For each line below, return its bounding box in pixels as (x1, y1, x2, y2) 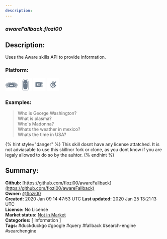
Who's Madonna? (17, 121, 54, 127)
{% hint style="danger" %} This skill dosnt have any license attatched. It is (5, 141, 160, 147)
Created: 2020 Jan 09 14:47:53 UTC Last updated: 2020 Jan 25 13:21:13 (5, 196, 157, 202)
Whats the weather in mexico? (17, 126, 80, 132)
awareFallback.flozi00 (5, 25, 62, 32)
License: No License (5, 206, 48, 212)
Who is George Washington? (17, 110, 77, 116)
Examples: (5, 98, 32, 105)
